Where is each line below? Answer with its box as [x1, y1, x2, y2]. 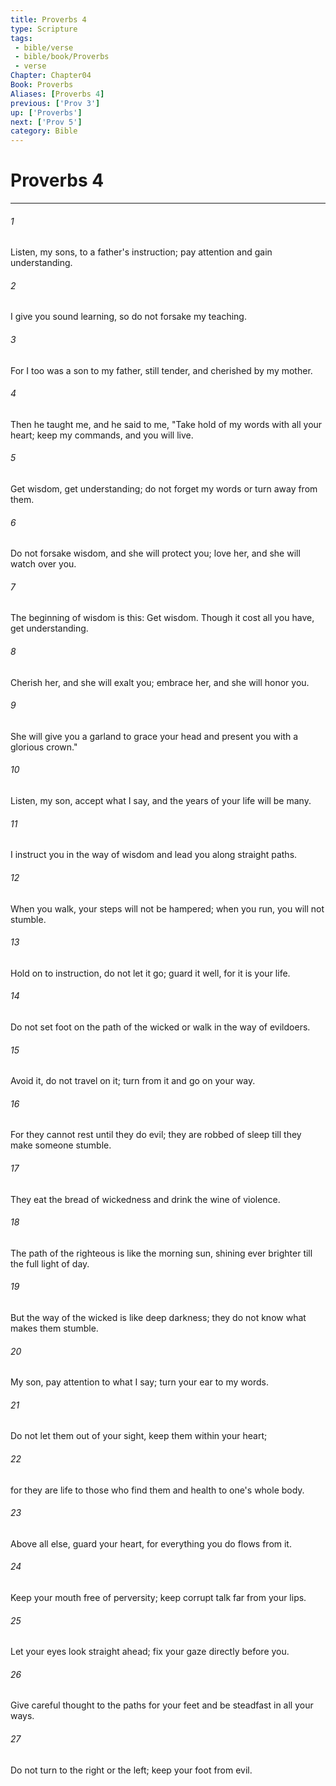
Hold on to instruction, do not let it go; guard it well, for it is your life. [10, 967, 291, 979]
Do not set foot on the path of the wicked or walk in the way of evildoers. [10, 1021, 311, 1033]
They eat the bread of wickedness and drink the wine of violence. [10, 1193, 281, 1205]
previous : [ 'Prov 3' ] [10, 98, 101, 108]
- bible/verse [14, 42, 74, 53]
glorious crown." [10, 741, 78, 753]
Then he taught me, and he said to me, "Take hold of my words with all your [10, 418, 323, 430]
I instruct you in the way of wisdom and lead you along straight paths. [10, 849, 298, 861]
